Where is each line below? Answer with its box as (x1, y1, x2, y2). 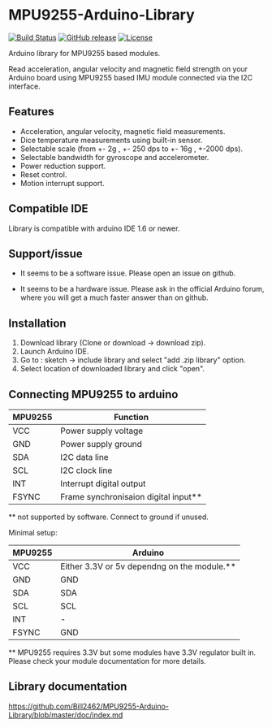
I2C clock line (60, 465, 113, 476)
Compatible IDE (8, 201, 89, 216)
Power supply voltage (60, 425, 144, 436)
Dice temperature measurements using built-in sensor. (19, 135, 203, 145)
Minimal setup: (8, 528, 58, 537)
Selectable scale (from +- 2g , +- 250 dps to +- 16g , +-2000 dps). (19, 144, 244, 154)
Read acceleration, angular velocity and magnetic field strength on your (8, 63, 248, 74)
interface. (8, 81, 41, 91)
